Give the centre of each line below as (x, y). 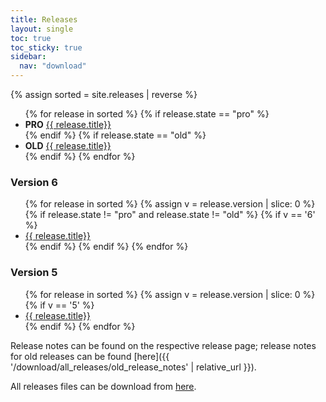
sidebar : (28, 57)
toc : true (31, 38)
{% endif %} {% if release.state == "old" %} (115, 135)
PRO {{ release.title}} (68, 124)
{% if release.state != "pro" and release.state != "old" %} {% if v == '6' (170, 215)
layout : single (42, 29)
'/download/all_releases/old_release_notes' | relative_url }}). (133, 367)
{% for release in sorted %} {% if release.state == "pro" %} (147, 114)
